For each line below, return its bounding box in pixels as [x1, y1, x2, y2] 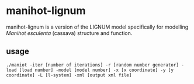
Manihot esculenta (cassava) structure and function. [6, 29, 133, 36]
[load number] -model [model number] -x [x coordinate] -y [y [19, 67, 174, 73]
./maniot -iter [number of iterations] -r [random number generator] [6, 62, 179, 68]
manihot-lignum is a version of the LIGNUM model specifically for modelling [6, 23, 189, 30]
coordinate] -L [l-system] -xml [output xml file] [6, 72, 132, 78]
